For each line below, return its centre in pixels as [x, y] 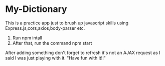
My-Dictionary [36, 9]
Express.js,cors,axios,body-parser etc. [45, 28]
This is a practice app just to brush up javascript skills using [67, 23]
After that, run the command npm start [52, 43]
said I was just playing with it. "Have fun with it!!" [56, 58]
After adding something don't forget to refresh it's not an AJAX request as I [83, 53]
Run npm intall [27, 38]
